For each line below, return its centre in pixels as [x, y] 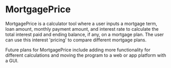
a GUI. [12, 60]
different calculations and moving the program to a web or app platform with [86, 55]
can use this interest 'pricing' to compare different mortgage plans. [76, 40]
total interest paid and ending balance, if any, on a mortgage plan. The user [84, 34]
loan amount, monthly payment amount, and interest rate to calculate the [82, 29]
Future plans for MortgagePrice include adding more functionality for [78, 50]
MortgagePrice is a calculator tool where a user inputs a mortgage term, [81, 24]
